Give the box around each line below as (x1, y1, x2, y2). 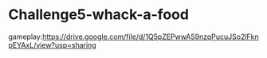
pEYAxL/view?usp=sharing (8, 40, 97, 49)
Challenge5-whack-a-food (8, 6, 190, 24)
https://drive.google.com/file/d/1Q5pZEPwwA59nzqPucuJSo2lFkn (42, 32, 259, 41)
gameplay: (8, 32, 43, 41)
